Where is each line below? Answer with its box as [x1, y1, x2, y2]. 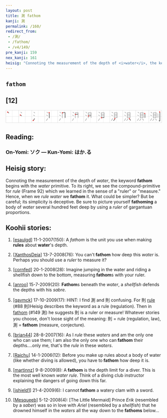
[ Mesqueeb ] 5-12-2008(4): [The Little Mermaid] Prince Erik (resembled [12, 397, 159, 403]
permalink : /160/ [5, 24, 42, 29]
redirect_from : [5, 29, 37, 34]
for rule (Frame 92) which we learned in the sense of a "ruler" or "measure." [5, 188, 161, 194]
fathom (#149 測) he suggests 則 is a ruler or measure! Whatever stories [12, 310, 160, 315]
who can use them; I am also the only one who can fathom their [12, 337, 143, 343]
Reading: [5, 132, 34, 141]
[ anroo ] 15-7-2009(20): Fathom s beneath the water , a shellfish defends [12, 282, 160, 288]
